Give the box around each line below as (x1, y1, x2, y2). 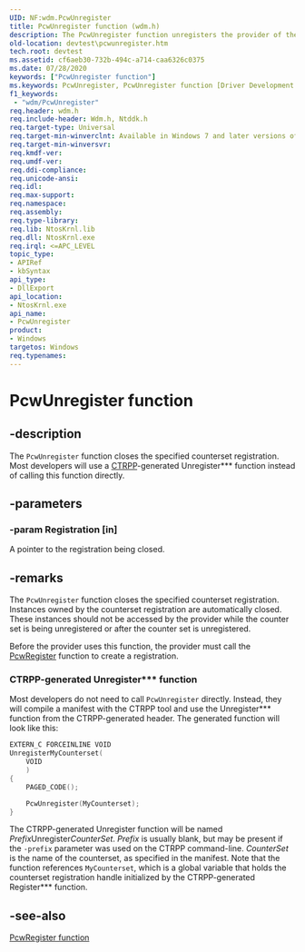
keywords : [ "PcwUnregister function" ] (9, 73, 156, 82)
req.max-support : (9, 191, 75, 200)
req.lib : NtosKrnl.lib (9, 224, 95, 233)
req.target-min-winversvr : (9, 140, 112, 149)
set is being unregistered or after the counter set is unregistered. (9, 623, 251, 634)
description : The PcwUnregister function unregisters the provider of (9, 30, 282, 39)
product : (9, 326, 43, 335)
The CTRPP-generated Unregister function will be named (9, 824, 223, 835)
